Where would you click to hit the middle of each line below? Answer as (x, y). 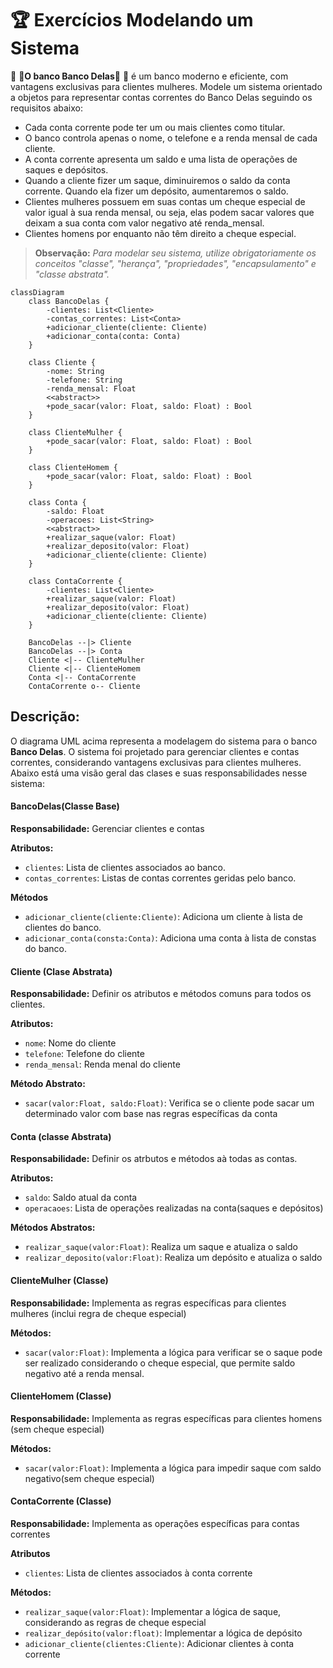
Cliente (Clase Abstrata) (61, 971)
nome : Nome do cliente (70, 1043)
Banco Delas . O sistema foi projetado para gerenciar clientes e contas (155, 751)
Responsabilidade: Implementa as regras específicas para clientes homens (166, 1418)
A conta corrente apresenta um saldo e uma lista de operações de (161, 159)
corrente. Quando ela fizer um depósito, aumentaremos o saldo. (156, 191)
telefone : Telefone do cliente (84, 1054)
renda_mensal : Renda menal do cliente (102, 1064)
